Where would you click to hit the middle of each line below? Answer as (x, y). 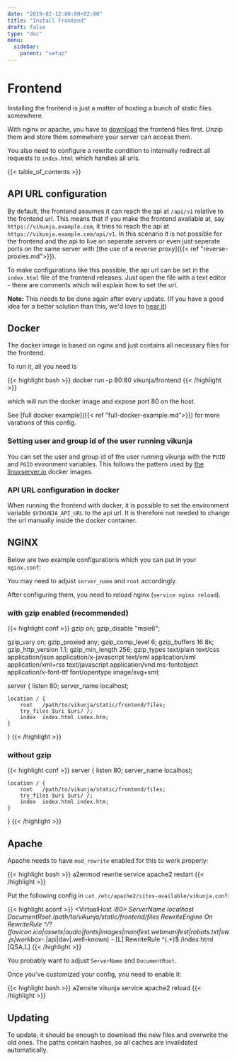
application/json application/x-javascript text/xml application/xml (102, 657)
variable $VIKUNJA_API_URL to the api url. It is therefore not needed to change (118, 513)
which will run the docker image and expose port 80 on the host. (102, 401)
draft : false (27, 27)
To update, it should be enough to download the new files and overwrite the (118, 1035)
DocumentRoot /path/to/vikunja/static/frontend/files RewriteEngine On (110, 917)
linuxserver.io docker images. (50, 471)
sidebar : (27, 47)
